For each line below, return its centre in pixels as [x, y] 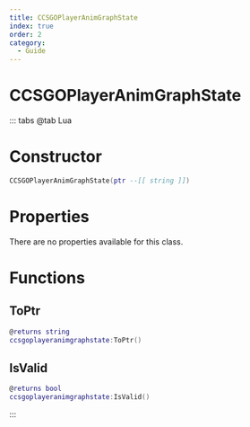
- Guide [32, 51]
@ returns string [39, 332]
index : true [31, 26]
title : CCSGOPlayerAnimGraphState [74, 18]
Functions [47, 278]
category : [28, 43]
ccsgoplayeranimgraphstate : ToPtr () [76, 340]
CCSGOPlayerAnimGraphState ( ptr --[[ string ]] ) [100, 181]
